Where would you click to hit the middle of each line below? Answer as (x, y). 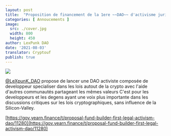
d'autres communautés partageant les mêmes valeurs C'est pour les (77, 92)
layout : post (19, 10)
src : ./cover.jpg (28, 29)
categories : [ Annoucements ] (37, 19)
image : (12, 24)
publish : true (20, 57)
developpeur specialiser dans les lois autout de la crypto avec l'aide (76, 86)
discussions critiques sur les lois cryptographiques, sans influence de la (81, 103)
